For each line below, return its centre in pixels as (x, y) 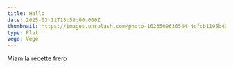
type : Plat (23, 33)
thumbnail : (23, 26)
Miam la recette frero (37, 58)
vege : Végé (23, 39)
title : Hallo (26, 13)
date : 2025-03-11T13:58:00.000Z (54, 20)
